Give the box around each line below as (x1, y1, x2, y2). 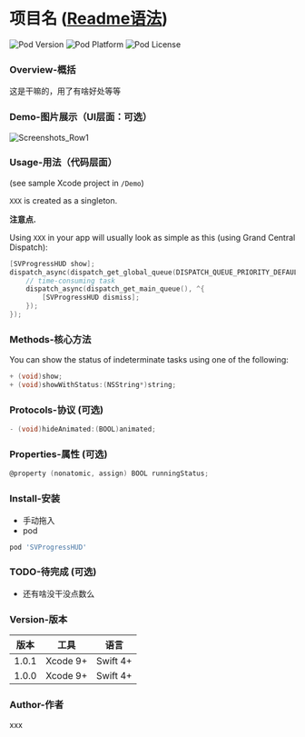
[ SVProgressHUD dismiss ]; (42, 293, 141, 303)
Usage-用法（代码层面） (9, 156, 118, 169)
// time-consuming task (25, 276, 116, 285)
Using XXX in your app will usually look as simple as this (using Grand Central (9, 232, 296, 243)
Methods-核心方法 (9, 333, 92, 345)
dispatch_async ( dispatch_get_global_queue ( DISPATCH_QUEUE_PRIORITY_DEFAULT (9, 267, 302, 277)
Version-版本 (9, 613, 68, 625)
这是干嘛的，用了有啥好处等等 (9, 85, 121, 96)
